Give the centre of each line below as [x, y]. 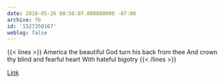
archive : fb [24, 20]
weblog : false [27, 33]
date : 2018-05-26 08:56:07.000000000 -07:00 [72, 13]
